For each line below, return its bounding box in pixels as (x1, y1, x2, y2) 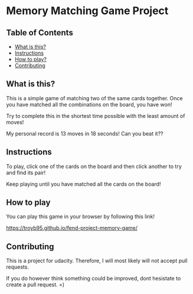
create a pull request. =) (6, 281, 65, 288)
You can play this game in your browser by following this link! (6, 213, 155, 220)
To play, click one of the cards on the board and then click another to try (6, 163, 182, 170)
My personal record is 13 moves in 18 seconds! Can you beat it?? (6, 130, 163, 137)
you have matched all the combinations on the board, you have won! (6, 101, 172, 108)
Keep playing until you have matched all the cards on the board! (6, 180, 161, 187)
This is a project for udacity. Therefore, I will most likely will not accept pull (6, 257, 188, 265)
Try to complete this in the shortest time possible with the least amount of (6, 112, 185, 119)
